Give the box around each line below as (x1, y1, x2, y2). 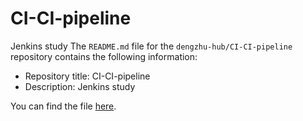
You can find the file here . (10, 100, 117, 112)
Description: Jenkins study (24, 80, 136, 92)
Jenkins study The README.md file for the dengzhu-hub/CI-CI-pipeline (10, 40, 293, 52)
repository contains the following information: (10, 50, 198, 62)
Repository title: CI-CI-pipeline (24, 70, 151, 82)
